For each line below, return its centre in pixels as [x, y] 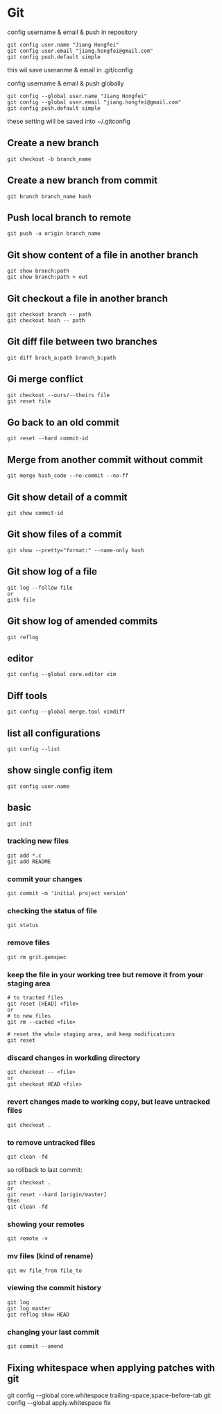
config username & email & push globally [66, 83]
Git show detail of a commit [67, 497]
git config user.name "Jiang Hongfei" [63, 45]
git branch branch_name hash [49, 196]
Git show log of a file [52, 572]
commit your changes [45, 879]
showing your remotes [46, 1224]
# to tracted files [35, 998]
